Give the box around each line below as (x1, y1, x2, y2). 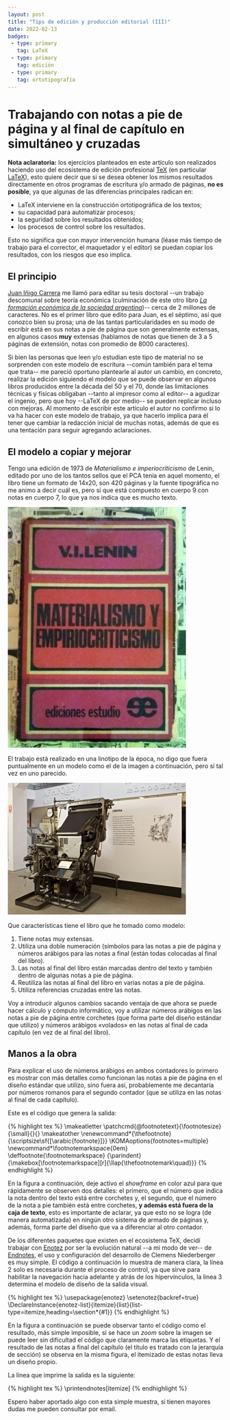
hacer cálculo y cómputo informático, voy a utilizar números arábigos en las (8, 1006, 222, 1015)
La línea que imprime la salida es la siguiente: (8, 1371, 136, 1379)
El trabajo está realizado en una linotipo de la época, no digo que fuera (8, 755, 207, 763)
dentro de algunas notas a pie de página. (17, 971, 133, 979)
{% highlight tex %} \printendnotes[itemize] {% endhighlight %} (8, 1384, 188, 1393)
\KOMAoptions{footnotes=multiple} (109, 1137, 209, 1145)
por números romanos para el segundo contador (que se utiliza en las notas (8, 1088, 222, 1096)
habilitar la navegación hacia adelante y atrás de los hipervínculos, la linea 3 (8, 1272, 222, 1281)
